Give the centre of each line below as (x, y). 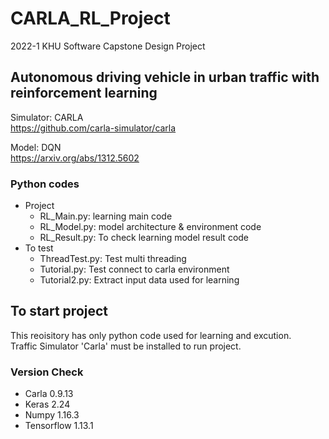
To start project (59, 311)
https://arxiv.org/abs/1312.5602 (75, 158)
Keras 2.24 (47, 404)
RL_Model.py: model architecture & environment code (150, 227)
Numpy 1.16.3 (52, 415)
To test (39, 248)
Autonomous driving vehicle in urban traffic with (165, 77)
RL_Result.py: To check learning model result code (144, 238)
